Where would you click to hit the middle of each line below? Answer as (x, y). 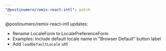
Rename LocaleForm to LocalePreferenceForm (60, 33)
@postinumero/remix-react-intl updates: (47, 24)
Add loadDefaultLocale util (40, 44)
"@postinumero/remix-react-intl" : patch (48, 10)
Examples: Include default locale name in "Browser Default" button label (87, 39)
